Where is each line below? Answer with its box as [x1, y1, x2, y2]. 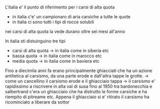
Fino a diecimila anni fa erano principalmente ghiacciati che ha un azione [5, 68, 153, 73]
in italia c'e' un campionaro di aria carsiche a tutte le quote [12, 14, 131, 19]
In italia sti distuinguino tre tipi [5, 38, 66, 44]
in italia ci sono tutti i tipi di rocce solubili [12, 19, 94, 25]
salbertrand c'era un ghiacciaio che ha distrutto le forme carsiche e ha [5, 89, 147, 94]
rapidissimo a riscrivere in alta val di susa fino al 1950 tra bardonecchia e [5, 83, 152, 89]
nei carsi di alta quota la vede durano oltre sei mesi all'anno [5, 29, 125, 34]
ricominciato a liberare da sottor [5, 99, 70, 105]
